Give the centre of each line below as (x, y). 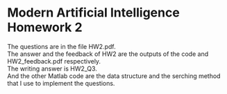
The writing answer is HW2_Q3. (52, 68)
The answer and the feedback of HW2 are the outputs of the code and (108, 54)
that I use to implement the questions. (61, 83)
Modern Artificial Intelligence (94, 13)
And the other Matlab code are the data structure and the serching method (114, 76)
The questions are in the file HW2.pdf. (61, 46)
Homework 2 (45, 27)
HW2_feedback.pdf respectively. (54, 61)
